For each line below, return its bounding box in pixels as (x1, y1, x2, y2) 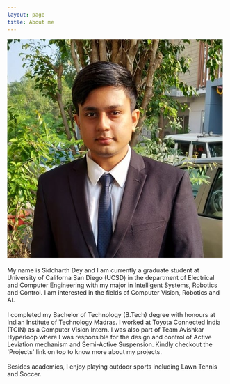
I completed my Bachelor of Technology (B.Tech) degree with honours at (7, 310, 215, 318)
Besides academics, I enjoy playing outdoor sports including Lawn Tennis (7, 362, 217, 371)
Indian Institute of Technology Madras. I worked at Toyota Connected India (7, 318, 221, 326)
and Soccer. (7, 369, 42, 378)
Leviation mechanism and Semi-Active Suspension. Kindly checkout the (7, 340, 213, 348)
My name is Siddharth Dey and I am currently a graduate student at (7, 266, 199, 275)
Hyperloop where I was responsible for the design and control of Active (7, 332, 212, 341)
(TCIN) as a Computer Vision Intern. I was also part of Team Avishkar (7, 325, 204, 334)
